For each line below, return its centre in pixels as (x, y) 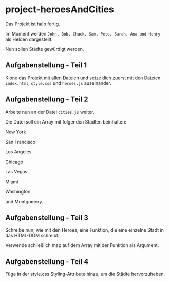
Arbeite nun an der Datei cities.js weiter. (50, 112)
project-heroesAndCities (60, 10)
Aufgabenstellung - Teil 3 (47, 217)
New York (16, 132)
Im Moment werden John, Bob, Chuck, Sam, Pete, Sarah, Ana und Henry (83, 33)
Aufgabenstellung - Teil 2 (47, 100)
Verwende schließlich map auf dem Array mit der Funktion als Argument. (82, 245)
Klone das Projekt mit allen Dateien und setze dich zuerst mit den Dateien (83, 78)
